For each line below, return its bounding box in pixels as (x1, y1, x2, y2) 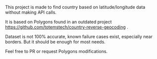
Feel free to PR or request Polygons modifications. (5, 49, 108, 54)
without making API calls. (5, 9, 57, 15)
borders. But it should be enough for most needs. (5, 39, 105, 45)
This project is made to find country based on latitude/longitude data (5, 4, 146, 10)
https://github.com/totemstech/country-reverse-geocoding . (5, 24, 129, 30)
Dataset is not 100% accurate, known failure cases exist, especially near (5, 34, 153, 39)
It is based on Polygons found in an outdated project (5, 19, 112, 25)
